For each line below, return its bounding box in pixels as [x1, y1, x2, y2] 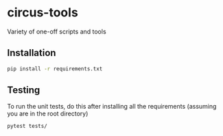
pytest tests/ [7, 123, 48, 130]
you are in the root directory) [7, 109, 89, 118]
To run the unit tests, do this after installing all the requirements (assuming [7, 103, 217, 111]
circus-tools [7, 5, 79, 21]
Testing [7, 84, 40, 96]
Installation [7, 47, 56, 59]
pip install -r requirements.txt [7, 65, 103, 72]
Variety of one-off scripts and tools [7, 27, 106, 36]
